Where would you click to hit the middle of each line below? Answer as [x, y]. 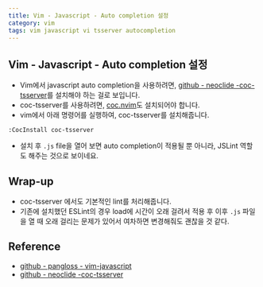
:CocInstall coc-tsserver [51, 130]
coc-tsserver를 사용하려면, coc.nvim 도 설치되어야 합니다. [110, 105]
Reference [35, 247]
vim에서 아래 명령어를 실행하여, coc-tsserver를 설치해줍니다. [114, 115]
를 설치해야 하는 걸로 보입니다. [93, 95]
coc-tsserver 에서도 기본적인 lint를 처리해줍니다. [96, 201]
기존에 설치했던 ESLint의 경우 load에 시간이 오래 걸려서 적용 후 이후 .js [130, 211]
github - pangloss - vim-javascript [76, 266]
